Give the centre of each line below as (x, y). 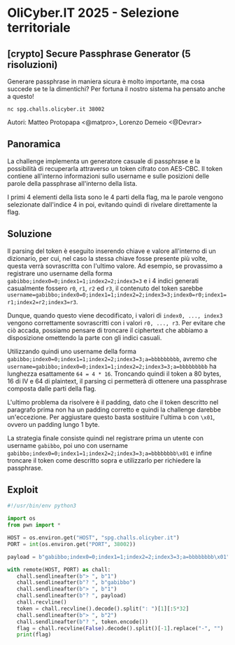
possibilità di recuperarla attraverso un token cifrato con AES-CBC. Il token (115, 168)
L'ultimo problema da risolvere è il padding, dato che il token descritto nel (113, 402)
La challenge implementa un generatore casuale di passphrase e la (104, 161)
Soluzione (30, 234)
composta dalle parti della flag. (52, 388)
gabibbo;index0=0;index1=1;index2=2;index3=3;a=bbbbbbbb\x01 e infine (109, 453)
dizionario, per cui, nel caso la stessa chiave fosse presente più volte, (107, 258)
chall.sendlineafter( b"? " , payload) (72, 596)
